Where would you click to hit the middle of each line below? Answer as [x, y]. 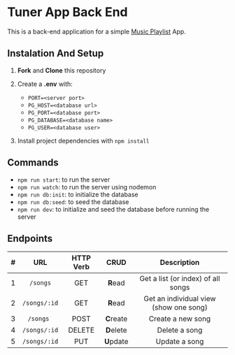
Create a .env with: [45, 84]
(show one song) [179, 307]
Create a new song [180, 319]
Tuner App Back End [67, 12]
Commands [33, 162]
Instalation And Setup [56, 53]
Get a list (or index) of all [180, 279]
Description [180, 263]
